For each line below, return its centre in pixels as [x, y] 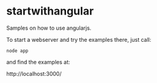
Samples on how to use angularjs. [49, 28]
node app [17, 51]
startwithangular [50, 11]
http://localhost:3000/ [34, 73]
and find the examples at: [38, 62]
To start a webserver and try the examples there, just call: [79, 39]
